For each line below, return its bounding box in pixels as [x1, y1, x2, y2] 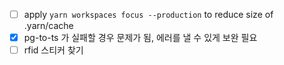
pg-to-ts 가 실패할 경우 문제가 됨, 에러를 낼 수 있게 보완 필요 [23, 32, 258, 44]
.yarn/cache [23, 20, 74, 32]
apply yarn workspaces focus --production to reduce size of [23, 9, 274, 20]
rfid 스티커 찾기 [23, 44, 84, 56]
